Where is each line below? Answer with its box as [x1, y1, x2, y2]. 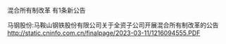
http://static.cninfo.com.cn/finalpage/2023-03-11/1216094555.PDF [7, 29, 201, 37]
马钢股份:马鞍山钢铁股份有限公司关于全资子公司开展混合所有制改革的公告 [7, 21, 220, 29]
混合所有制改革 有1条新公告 [7, 6, 86, 14]
